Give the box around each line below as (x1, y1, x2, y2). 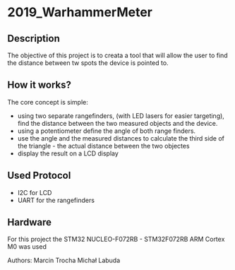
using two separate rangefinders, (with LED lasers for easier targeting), (17, 111, 224, 120)
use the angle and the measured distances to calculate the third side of (17, 134, 224, 142)
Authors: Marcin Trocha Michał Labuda (7, 256, 121, 265)
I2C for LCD (17, 188, 52, 196)
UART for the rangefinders (17, 196, 95, 204)
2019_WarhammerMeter (7, 4, 153, 20)
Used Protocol (7, 170, 71, 182)
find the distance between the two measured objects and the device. (17, 119, 218, 127)
